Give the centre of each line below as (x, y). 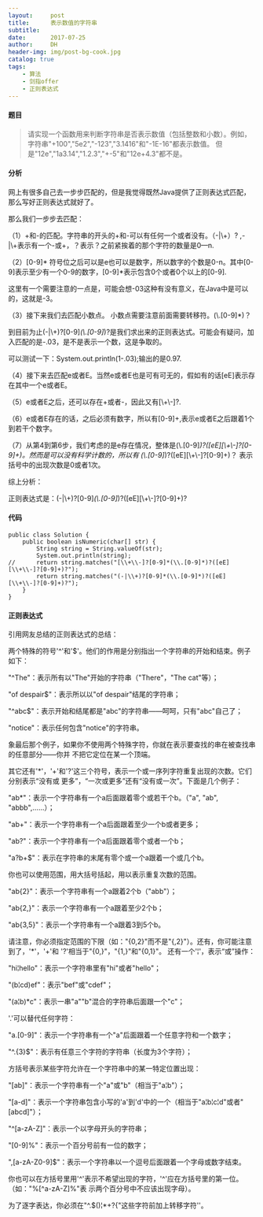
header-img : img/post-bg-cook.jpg (65, 52)
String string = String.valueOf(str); (100, 548)
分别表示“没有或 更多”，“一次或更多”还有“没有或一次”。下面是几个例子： (125, 781)
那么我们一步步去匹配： (46, 218)
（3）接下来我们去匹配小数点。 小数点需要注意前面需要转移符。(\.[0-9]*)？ (130, 315)
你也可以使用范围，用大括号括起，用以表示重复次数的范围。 (104, 874)
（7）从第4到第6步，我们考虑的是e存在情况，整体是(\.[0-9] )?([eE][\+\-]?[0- (130, 445)
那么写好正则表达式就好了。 (53, 202)
